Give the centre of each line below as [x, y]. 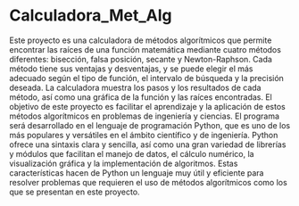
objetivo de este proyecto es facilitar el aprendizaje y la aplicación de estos [147, 106]
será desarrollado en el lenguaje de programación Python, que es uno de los [150, 125]
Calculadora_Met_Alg [91, 16]
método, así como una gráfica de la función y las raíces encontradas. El [141, 97]
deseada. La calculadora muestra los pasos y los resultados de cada [135, 87]
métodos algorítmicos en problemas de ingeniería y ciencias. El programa [144, 116]
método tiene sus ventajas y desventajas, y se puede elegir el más [131, 69]
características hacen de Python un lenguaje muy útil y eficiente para [137, 173]
